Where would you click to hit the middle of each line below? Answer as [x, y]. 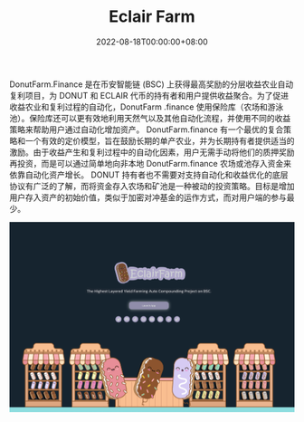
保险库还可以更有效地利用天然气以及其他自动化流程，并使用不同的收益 [160, 118]
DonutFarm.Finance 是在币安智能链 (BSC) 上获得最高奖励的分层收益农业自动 [152, 84]
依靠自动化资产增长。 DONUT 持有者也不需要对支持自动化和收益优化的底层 [149, 175]
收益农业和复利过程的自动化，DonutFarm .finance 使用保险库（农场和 [139, 107]
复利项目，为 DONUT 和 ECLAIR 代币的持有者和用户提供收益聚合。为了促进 [149, 95]
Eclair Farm [152, 17]
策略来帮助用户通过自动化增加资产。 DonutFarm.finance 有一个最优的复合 [147, 129]
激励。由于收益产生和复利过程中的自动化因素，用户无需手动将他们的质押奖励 [152, 152]
